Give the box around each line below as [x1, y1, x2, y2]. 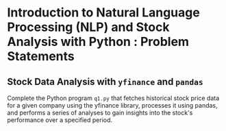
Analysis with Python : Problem [7, 34, 190, 49]
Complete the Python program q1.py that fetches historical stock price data [7, 94, 220, 102]
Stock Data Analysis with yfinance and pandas [7, 75, 203, 87]
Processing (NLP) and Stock [7, 19, 170, 35]
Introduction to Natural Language [7, 5, 200, 21]
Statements [7, 49, 75, 64]
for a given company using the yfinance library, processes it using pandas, [7, 102, 218, 109]
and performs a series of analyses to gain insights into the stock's [7, 108, 193, 117]
